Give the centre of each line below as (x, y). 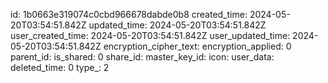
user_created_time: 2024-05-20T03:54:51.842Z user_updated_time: (150, 35)
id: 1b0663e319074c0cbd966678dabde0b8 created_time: (129, 14)
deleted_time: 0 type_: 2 (60, 67)
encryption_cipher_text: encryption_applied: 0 (197, 46)
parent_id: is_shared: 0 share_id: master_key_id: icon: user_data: (142, 57)
